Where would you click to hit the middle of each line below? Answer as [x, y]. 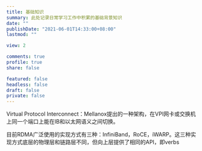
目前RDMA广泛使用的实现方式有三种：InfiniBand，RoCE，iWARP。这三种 [99, 135]
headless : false [27, 85]
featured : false [27, 79]
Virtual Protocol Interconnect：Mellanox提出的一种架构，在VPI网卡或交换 [99, 114]
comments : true [26, 57]
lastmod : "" [21, 35]
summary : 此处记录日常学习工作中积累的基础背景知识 [64, 18]
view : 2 [16, 46]
